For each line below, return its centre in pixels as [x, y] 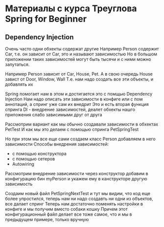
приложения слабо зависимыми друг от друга [54, 115]
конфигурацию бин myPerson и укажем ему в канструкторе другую [76, 179]
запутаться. [17, 64]
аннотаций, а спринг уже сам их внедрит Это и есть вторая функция [77, 104]
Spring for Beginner [46, 19]
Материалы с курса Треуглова [71, 9]
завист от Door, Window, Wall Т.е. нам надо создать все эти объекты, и [79, 79]
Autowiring [23, 164]
